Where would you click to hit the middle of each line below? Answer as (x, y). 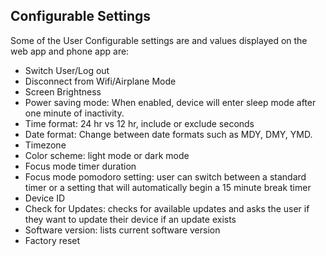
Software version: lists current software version (122, 230)
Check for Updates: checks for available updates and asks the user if (167, 208)
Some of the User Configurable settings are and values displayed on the (159, 40)
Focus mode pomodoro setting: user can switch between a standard (165, 176)
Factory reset (52, 240)
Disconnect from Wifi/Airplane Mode (100, 81)
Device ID (45, 198)
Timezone (45, 145)
